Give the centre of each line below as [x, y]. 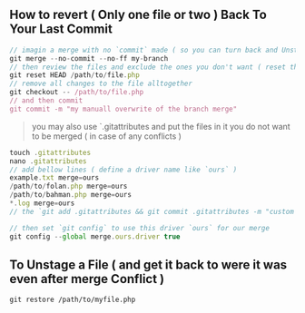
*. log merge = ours [42, 203]
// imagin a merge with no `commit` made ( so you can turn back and [144, 50]
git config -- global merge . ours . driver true [95, 236]
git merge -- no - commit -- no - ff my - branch [89, 58]
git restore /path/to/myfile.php [73, 300]
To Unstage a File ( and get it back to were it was [148, 264]
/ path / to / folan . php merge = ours [69, 186]
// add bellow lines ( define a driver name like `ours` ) [123, 170]
